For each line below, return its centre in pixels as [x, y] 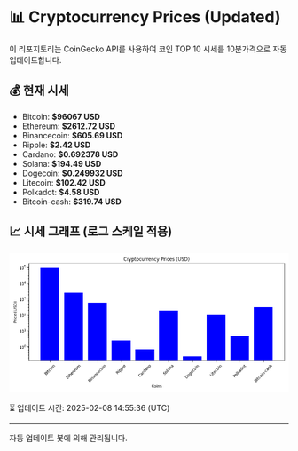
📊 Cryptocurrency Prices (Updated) [145, 17]
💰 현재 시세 [39, 91]
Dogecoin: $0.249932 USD [72, 173]
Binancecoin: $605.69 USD [72, 135]
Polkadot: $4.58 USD [61, 192]
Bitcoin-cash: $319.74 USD [71, 202]
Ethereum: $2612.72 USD [69, 126]
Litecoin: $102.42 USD [63, 182]
